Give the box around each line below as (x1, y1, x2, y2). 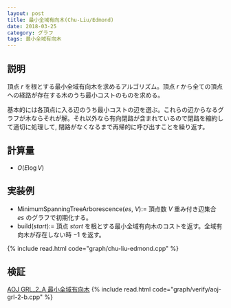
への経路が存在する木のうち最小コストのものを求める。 (7, 91, 164, 99)
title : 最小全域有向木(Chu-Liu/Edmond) (7, 16, 114, 23)
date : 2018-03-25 (7, 23, 57, 30)
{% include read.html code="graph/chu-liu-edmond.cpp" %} (7, 244, 179, 252)
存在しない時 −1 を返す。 (35, 230, 105, 239)
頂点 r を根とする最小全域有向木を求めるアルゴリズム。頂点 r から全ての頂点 (7, 82, 223, 90)
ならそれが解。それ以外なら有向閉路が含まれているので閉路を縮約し (30, 114, 224, 122)
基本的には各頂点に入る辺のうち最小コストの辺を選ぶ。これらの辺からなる (7, 105, 218, 113)
